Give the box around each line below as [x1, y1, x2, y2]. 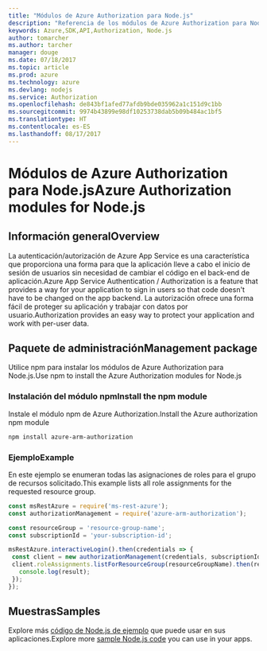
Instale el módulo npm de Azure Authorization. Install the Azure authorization [8, 409, 258, 419]
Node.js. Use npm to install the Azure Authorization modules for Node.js [8, 371, 242, 380]
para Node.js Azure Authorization [8, 181, 232, 199]
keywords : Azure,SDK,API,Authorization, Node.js [8, 26, 172, 34]
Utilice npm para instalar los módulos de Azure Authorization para [8, 363, 224, 372]
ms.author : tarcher [8, 41, 73, 49]
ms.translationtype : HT [8, 115, 87, 123]
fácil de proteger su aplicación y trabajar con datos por [8, 302, 188, 311]
